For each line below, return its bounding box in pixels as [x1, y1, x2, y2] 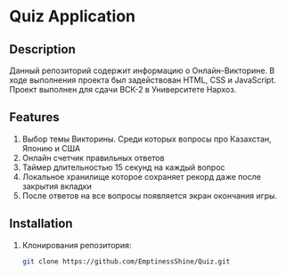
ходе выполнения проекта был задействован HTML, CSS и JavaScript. [9, 75, 276, 85]
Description [9, 42, 76, 57]
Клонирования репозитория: [21, 239, 132, 250]
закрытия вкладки [21, 181, 92, 191]
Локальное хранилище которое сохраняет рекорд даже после [21, 171, 261, 182]
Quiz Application [9, 6, 136, 27]
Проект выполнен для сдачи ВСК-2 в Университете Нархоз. [9, 85, 237, 94]
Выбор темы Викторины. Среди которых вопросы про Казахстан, [21, 133, 272, 144]
